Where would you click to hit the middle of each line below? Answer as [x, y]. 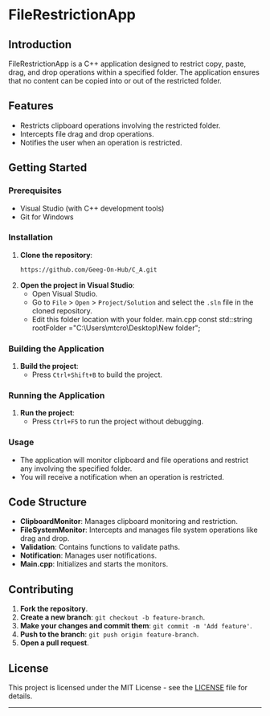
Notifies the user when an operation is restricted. [101, 142]
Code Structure [47, 502]
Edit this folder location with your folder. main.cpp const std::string [142, 319]
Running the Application [57, 395]
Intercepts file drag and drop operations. [87, 133]
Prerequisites [35, 190]
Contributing [41, 589]
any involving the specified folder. [76, 468]
